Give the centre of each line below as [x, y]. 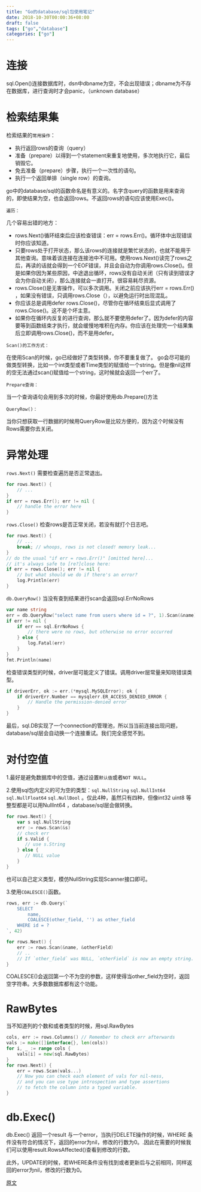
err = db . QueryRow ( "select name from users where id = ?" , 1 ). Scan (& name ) [101, 615]
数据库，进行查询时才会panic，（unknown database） [77, 91]
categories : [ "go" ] [31, 34]
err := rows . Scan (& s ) [44, 827]
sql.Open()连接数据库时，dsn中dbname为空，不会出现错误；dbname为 [94, 83]
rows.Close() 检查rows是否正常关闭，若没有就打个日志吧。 [79, 525]
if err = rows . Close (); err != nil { [53, 569]
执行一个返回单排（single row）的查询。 [64, 178]
